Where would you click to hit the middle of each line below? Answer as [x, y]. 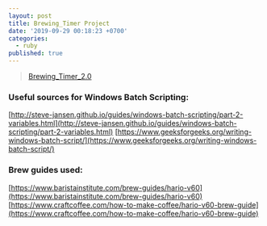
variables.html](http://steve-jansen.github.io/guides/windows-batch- [123, 123]
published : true [35, 53]
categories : [28, 38]
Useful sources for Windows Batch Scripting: [99, 97]
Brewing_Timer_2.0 [60, 76]
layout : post [30, 16]
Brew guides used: [46, 170]
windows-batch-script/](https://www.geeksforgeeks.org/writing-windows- [133, 140]
